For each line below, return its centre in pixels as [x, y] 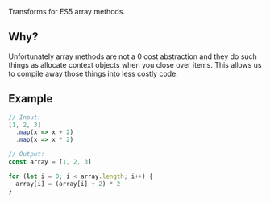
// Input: [25, 117]
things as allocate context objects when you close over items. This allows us [135, 64]
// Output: [27, 155]
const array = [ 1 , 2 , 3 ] [50, 162]
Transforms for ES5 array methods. [67, 12]
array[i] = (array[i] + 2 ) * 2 [68, 184]
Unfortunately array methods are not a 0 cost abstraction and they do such [133, 56]
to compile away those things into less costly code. [93, 73]
